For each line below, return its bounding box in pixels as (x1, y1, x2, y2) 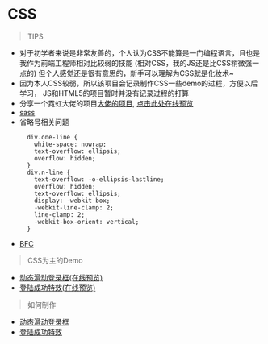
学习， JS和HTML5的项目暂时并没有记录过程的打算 (19, 88, 190, 97)
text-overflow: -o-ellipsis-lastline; (34, 175, 165, 184)
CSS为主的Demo (27, 255, 83, 265)
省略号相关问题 (19, 117, 69, 126)
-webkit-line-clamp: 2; (34, 203, 114, 212)
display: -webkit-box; (34, 197, 111, 205)
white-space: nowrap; (34, 140, 107, 148)
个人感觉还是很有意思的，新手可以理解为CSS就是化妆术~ (44, 68, 235, 77)
